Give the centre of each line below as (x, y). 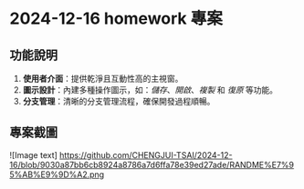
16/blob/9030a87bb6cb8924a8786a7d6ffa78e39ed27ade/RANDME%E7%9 (152, 164)
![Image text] (33, 154)
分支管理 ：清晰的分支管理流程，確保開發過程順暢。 (119, 101)
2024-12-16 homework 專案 (116, 19)
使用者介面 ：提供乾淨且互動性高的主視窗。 (103, 79)
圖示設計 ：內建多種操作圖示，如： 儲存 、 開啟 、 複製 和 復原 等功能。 (150, 90)
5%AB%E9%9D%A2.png (57, 174)
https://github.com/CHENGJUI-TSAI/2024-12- (146, 154)
